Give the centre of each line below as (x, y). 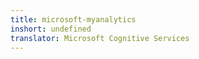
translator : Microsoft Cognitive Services (100, 38)
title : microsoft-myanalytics (73, 19)
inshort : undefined (51, 29)
